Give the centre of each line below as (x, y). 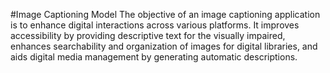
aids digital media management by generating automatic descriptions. (154, 57)
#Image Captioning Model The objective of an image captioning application (165, 14)
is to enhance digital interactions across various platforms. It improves (155, 25)
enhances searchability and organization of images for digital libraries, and (164, 46)
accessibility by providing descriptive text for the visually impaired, (148, 35)
